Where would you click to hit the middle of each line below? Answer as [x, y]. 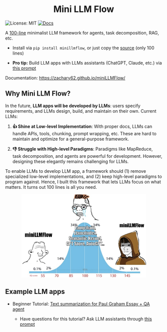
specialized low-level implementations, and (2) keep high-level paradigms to [83, 176]
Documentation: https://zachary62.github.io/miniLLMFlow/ [65, 78]
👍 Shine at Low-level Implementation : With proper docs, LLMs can [82, 126]
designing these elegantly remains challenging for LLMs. [70, 161]
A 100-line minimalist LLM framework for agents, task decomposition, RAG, [82, 33]
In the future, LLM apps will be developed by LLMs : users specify [73, 106]
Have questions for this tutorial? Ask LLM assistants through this [86, 318]
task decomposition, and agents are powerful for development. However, [87, 156]
